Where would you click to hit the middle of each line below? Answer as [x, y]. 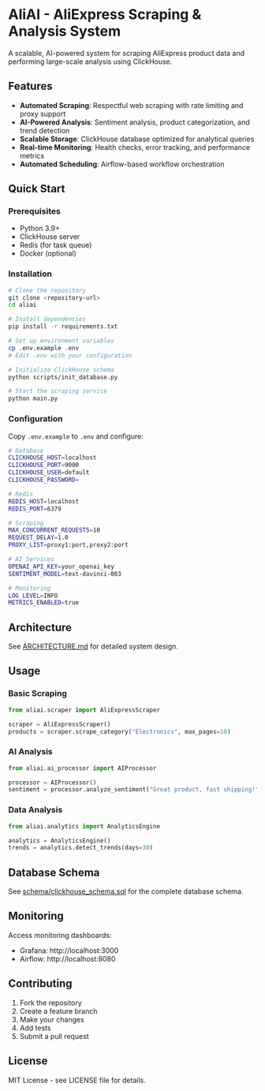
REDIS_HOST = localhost [44, 501]
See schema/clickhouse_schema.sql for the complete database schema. [126, 891]
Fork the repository [51, 1003]
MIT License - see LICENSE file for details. [77, 1080]
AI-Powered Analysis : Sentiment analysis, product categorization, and [134, 122]
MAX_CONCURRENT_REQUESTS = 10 [54, 530]
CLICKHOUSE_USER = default [49, 473]
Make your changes [52, 1019]
